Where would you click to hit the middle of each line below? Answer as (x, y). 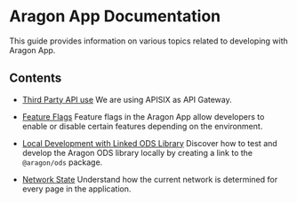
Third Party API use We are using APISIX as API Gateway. (127, 99)
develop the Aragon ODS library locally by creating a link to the (137, 152)
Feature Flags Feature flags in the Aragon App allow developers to (143, 116)
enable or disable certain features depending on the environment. (142, 126)
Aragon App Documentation (115, 16)
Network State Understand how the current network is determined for (150, 179)
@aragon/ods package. (62, 162)
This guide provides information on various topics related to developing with (149, 41)
